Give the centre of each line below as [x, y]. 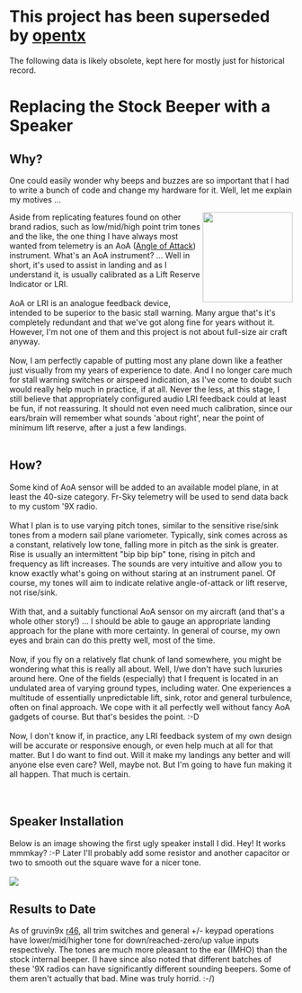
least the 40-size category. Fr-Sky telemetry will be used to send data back [149, 496]
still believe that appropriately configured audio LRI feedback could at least [148, 399]
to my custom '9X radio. [53, 506]
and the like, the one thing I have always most [94, 236]
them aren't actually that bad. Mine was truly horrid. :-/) [112, 979]
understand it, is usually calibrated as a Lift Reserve [105, 274]
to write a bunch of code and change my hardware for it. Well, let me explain [151, 190]
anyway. [25, 341]
